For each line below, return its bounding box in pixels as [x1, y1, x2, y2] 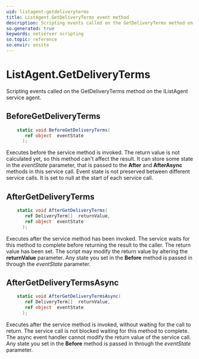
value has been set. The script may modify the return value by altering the [6, 247, 188, 254]
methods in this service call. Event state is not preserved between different [6, 168, 191, 175]
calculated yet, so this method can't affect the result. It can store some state [6, 155, 194, 162]
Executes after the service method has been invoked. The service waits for [6, 235, 190, 242]
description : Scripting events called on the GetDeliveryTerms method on [6, 20, 194, 26]
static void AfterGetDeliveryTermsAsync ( [17, 293, 121, 299]
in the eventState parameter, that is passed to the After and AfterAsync [6, 162, 183, 169]
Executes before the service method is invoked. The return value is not [6, 149, 180, 156]
